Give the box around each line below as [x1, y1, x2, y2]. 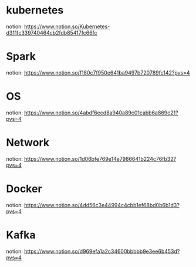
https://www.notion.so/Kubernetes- [24, 23, 110, 30]
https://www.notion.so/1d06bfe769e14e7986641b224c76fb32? [24, 155, 177, 162]
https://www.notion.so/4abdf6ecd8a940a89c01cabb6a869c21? [24, 109, 178, 116]
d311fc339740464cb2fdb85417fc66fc [6, 29, 98, 36]
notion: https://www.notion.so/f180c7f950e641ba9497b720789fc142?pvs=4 [6, 69, 190, 76]
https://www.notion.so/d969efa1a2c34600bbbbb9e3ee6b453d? [24, 248, 180, 255]
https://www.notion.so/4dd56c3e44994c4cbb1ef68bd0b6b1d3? [24, 201, 180, 208]
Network [6, 136, 50, 149]
